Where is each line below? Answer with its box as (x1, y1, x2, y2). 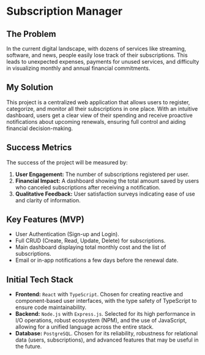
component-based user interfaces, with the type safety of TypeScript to (15, 297, 197, 305)
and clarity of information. (15, 196, 81, 204)
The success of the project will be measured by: (6, 158, 128, 166)
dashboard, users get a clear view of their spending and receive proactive (6, 112, 193, 119)
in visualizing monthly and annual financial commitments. (6, 64, 151, 72)
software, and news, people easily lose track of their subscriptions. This (6, 52, 188, 59)
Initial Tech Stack (6, 274, 73, 284)
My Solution (6, 82, 54, 93)
